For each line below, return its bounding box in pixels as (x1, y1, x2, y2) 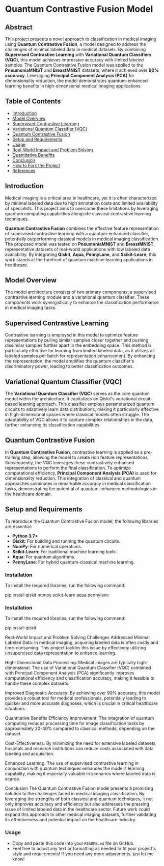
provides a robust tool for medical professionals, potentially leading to (5, 695, 146, 701)
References (12, 168, 36, 173)
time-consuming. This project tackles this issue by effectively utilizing (5, 645, 146, 651)
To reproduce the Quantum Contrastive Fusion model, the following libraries (5, 518, 159, 524)
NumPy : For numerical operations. (12, 543, 82, 549)
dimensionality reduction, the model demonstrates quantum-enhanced (5, 78, 148, 84)
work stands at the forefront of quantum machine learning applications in (5, 256, 153, 262)
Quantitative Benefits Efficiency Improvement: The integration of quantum (5, 715, 154, 721)
